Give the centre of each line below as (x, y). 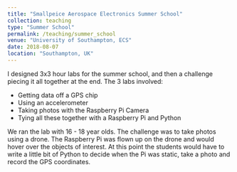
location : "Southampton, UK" (51, 54)
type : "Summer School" (41, 27)
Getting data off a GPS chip (58, 95)
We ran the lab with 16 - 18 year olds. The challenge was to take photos (112, 131)
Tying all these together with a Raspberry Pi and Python (99, 117)
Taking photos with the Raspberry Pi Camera (83, 110)
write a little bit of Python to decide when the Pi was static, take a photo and (119, 154)
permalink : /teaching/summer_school (62, 34)
